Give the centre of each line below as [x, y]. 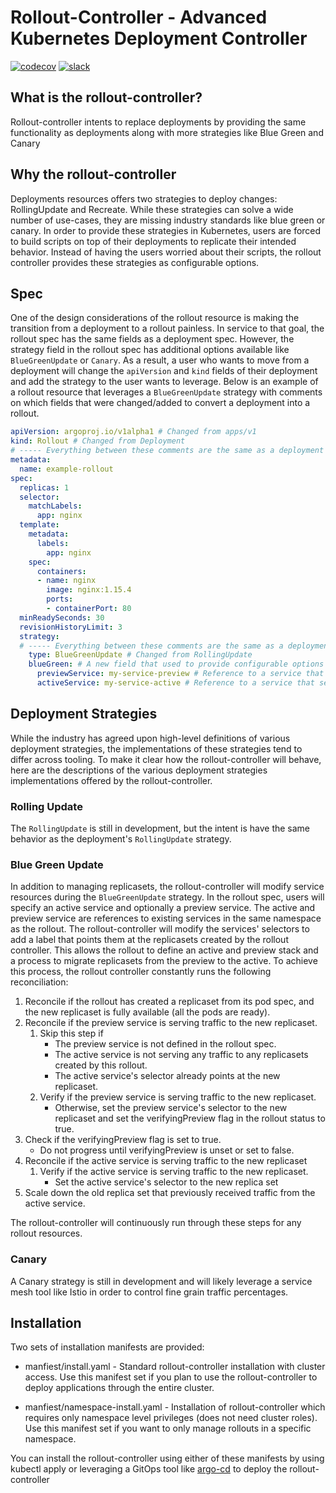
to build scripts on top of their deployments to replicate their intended [153, 241]
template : [39, 525]
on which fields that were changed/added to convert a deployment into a [160, 403]
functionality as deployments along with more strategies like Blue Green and [167, 132]
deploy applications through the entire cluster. [119, 1388]
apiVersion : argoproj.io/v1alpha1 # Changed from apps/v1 [133, 432]
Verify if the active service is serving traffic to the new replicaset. [174, 1172]
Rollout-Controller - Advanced [139, 17]
